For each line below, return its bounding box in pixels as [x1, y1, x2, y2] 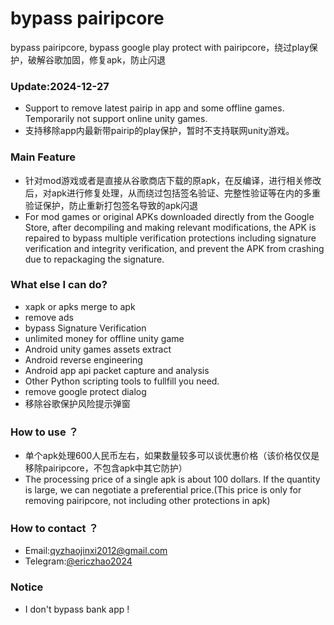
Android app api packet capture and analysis [24, 364, 210, 376]
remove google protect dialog [24, 385, 147, 397]
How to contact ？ [10, 522, 99, 536]
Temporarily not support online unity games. [24, 113, 208, 125]
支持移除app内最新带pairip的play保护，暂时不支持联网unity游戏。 [24, 125, 295, 137]
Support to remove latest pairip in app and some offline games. [24, 102, 285, 114]
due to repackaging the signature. [24, 253, 165, 265]
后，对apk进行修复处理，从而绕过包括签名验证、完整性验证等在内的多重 [24, 187, 321, 199]
